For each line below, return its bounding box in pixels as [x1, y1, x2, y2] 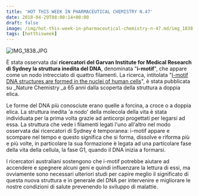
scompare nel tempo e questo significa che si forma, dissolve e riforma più [6, 133, 190, 141]
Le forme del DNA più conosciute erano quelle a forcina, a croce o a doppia [6, 102, 192, 109]
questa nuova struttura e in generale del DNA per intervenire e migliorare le [6, 177, 191, 184]
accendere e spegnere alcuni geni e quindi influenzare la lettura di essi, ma [6, 164, 191, 172]
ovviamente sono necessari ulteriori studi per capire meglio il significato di [6, 170, 189, 178]
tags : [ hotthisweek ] [6, 31, 58, 37]
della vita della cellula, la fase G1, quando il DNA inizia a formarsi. [6, 147, 166, 154]
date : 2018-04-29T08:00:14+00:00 [6, 14, 89, 20]
